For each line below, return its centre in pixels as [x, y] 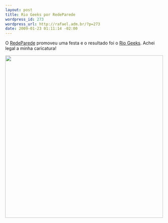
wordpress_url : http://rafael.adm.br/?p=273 [53, 24]
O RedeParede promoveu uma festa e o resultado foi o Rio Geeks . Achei [80, 43]
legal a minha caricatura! [31, 48]
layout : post [19, 10]
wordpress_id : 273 [24, 19]
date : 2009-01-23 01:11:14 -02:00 [42, 29]
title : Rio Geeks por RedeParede [40, 15]
